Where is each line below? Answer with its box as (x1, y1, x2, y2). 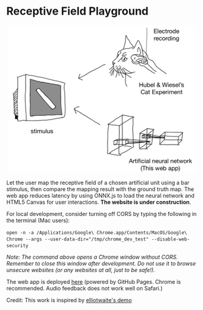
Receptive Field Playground (6, 4, 149, 18)
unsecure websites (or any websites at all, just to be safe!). (6, 267, 155, 274)
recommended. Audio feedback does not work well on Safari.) (6, 285, 163, 292)
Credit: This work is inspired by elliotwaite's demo (6, 297, 132, 304)
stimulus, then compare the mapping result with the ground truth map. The (6, 186, 194, 193)
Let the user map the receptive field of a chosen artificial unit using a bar (6, 179, 190, 187)
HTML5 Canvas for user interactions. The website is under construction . (6, 198, 191, 206)
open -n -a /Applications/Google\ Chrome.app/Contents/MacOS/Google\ (6, 230, 188, 236)
